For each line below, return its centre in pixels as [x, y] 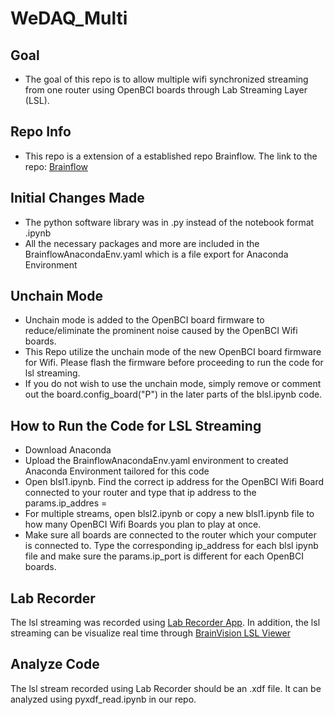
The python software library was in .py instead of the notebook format [169, 222]
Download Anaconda [68, 450]
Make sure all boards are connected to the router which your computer [170, 535]
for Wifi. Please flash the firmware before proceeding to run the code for [174, 363]
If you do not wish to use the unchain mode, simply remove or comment [173, 384]
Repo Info [41, 132]
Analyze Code [55, 664]
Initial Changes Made [77, 198]
